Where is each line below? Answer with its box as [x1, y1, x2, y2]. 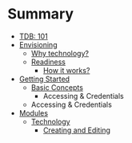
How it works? [42, 65, 90, 75]
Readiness [30, 57, 66, 67]
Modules [18, 108, 49, 117]
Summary [7, 5, 74, 23]
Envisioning [18, 39, 58, 49]
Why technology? [30, 48, 90, 58]
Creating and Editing [42, 125, 111, 135]
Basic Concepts [30, 82, 83, 92]
